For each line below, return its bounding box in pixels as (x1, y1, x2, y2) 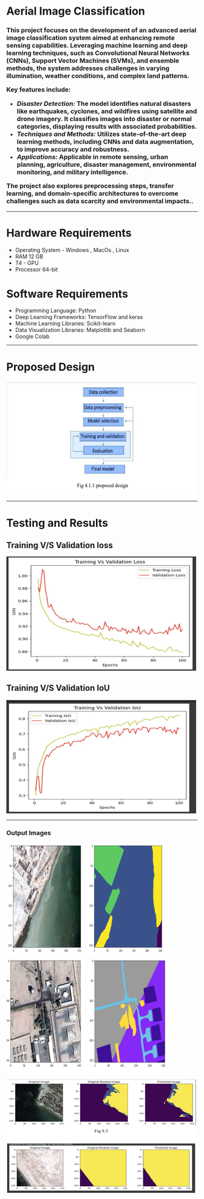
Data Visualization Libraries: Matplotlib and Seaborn (15, 326, 145, 334)
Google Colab (15, 333, 50, 340)
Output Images (6, 829, 52, 837)
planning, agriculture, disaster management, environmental (16, 160, 197, 169)
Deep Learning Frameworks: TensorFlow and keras (15, 314, 143, 321)
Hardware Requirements (6, 226, 132, 240)
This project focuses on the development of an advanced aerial (6, 26, 197, 35)
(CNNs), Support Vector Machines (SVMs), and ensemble (6, 57, 180, 65)
